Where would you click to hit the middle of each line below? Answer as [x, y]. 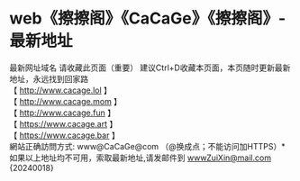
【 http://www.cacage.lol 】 [61, 90]
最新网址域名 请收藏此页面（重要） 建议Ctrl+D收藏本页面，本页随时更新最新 [150, 68]
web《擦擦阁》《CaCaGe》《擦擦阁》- [148, 18]
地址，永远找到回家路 [49, 78]
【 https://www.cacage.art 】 [64, 123]
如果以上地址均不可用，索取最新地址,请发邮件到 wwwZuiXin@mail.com [141, 158]
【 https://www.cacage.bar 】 [64, 135]
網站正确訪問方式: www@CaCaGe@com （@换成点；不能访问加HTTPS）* [147, 146]
